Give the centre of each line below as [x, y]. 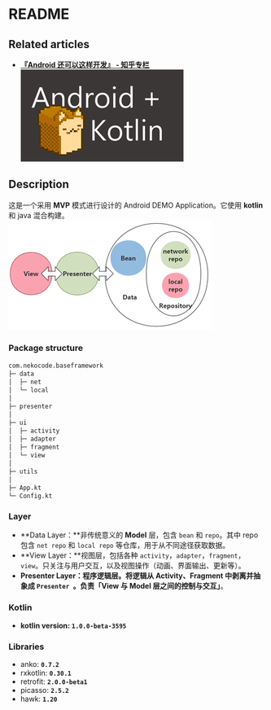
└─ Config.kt [31, 496]
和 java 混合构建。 [39, 215]
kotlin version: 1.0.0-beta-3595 [73, 625]
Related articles [49, 44]
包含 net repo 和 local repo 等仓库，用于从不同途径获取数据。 [125, 546]
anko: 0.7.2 [39, 664]
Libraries [26, 646]
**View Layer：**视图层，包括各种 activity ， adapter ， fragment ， [133, 555]
